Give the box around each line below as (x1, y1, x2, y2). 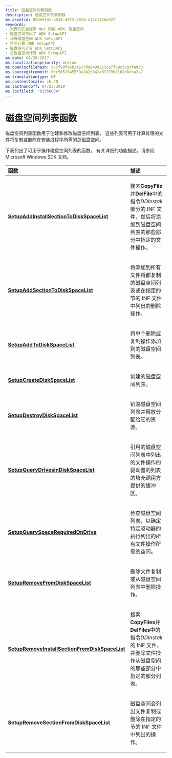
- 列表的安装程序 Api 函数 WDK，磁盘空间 (5, 27, 84, 32)
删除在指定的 (130, 715, 161, 723)
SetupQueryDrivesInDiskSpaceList (8, 467, 95, 474)
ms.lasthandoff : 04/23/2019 (5, 84, 66, 89)
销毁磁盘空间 (130, 401, 161, 408)
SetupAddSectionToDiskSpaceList (8, 287, 93, 294)
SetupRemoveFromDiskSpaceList (8, 579, 91, 587)
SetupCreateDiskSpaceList (8, 377, 75, 384)
